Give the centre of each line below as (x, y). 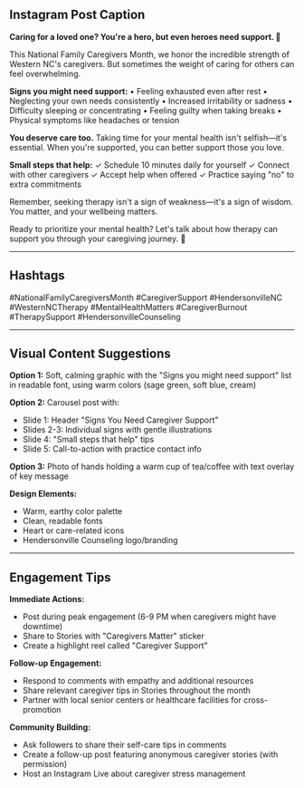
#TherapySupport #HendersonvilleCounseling (95, 316)
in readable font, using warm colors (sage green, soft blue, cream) (133, 385)
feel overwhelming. (45, 73)
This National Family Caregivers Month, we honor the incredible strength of (149, 54)
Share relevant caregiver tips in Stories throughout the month (137, 691)
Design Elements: (43, 494)
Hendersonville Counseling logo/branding (100, 540)
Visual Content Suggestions (90, 354)
